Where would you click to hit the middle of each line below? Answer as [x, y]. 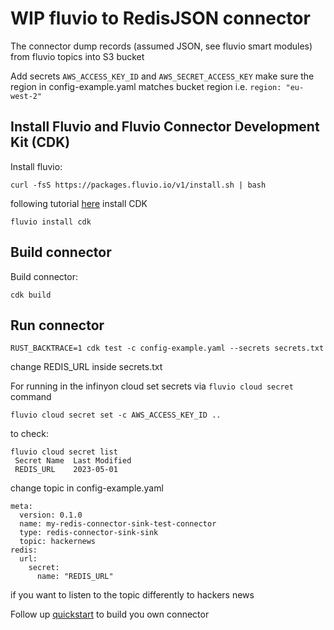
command [31, 397]
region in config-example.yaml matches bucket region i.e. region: [146, 86]
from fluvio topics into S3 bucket [77, 56]
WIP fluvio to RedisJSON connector [160, 18]
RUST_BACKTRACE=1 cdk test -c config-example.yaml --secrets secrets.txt [167, 348]
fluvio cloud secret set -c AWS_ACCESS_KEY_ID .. [116, 415]
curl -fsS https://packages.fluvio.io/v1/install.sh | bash [138, 185]
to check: [29, 434]
